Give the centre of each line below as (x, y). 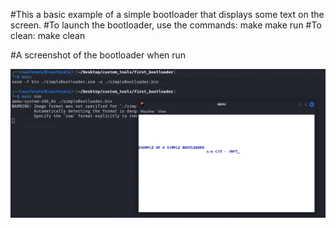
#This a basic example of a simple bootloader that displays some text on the (167, 14)
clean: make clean (48, 35)
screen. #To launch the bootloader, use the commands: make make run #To (166, 25)
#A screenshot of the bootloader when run (98, 55)
